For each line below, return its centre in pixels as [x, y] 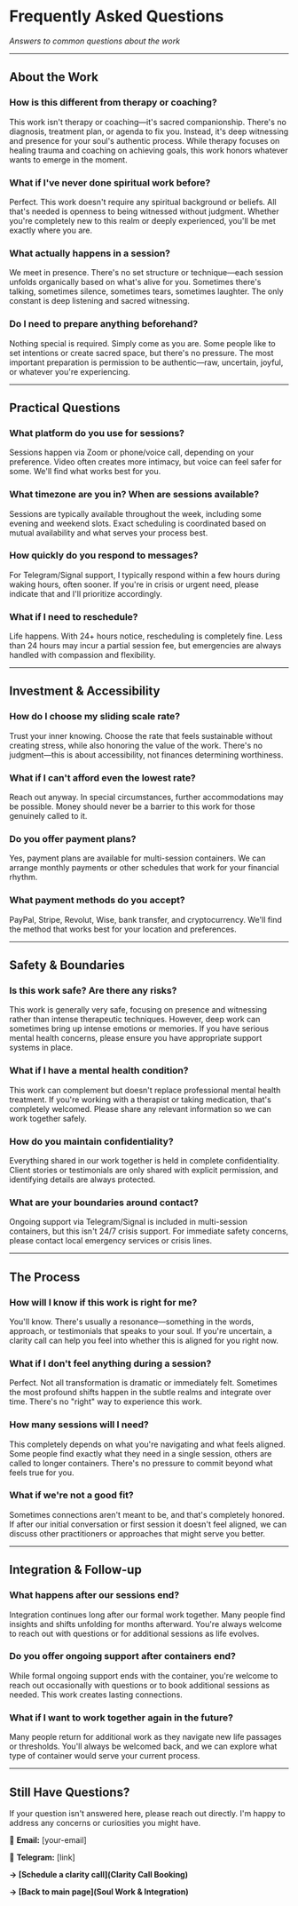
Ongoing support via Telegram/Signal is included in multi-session [129, 1222]
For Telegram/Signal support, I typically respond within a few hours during [145, 575]
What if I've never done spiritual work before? [110, 182]
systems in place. [41, 1048]
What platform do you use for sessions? [97, 433]
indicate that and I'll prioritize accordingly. [86, 593]
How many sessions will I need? [79, 1425]
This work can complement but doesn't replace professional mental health [145, 1090]
